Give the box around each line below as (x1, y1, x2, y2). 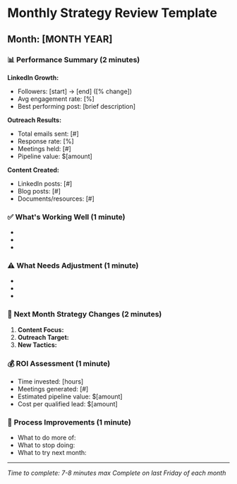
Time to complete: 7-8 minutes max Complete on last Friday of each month (7, 468, 226, 478)
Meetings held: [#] (17, 144, 72, 153)
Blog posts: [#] (17, 187, 61, 195)
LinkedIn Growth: (7, 73, 59, 82)
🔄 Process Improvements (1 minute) (7, 417, 132, 427)
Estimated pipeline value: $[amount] (17, 392, 123, 401)
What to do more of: (17, 433, 76, 442)
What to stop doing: (17, 441, 75, 449)
